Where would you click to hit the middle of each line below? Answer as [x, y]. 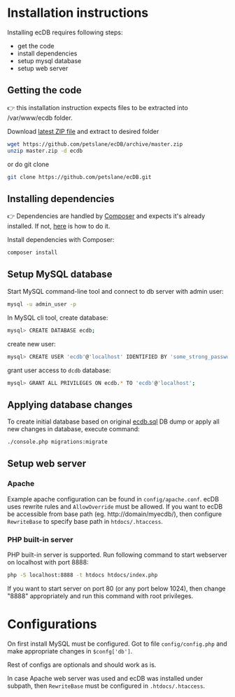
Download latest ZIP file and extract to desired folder [83, 131]
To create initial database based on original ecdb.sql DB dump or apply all [114, 421]
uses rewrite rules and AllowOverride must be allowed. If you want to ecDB [115, 506]
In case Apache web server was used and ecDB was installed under [105, 678]
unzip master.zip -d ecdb [45, 151]
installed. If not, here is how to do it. [59, 226]
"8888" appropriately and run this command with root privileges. [100, 596]
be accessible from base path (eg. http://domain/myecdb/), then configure [115, 514]
